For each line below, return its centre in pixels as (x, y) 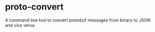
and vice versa (20, 25)
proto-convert (34, 7)
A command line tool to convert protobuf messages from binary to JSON (78, 20)
